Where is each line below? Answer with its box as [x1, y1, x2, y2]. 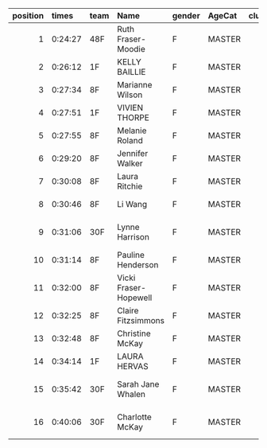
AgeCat [207, 10, 238, 21]
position [12, 10, 44, 21]
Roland [116, 135, 143, 146]
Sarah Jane [116, 379, 160, 389]
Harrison [116, 232, 149, 242]
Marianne [116, 80, 153, 90]
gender [172, 10, 200, 21]
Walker [116, 158, 143, 169]
